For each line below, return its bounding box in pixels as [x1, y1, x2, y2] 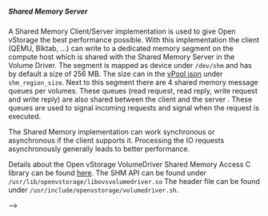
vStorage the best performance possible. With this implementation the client [8, 34, 260, 44]
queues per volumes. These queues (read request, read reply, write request [8, 86, 258, 95]
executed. [8, 111, 42, 121]
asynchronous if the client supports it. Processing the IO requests [8, 135, 225, 145]
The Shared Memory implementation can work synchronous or [8, 126, 215, 136]
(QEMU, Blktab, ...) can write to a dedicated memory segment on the [8, 43, 234, 53]
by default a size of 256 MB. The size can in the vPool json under [8, 69, 223, 78]
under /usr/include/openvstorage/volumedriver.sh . [8, 185, 179, 194]
